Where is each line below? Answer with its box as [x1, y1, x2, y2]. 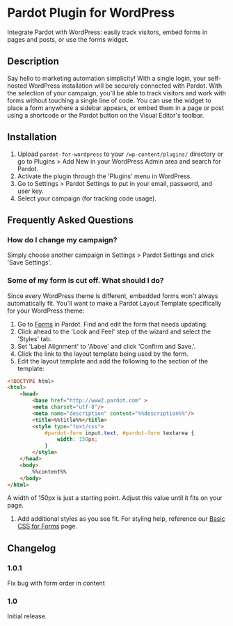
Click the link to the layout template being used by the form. [17, 350, 189, 358]
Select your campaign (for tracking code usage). [17, 194, 156, 203]
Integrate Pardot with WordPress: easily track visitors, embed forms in [7, 28, 208, 36]
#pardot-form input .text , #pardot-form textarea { [44, 430, 195, 437]
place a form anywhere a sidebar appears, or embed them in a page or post [7, 103, 224, 112]
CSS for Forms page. [17, 522, 78, 531]
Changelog [7, 542, 56, 554]
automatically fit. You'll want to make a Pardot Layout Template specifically [7, 299, 222, 307]
